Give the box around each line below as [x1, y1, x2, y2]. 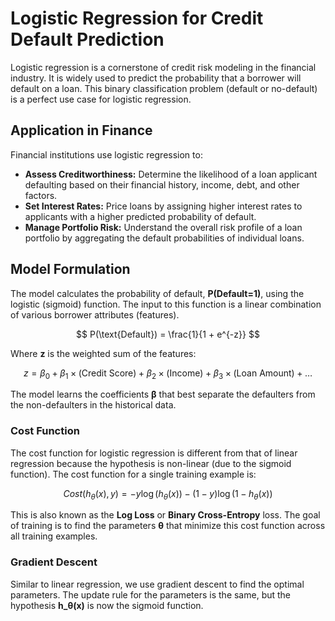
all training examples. [10, 530, 98, 542]
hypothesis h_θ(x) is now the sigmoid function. [10, 599, 204, 611]
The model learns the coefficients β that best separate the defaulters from [10, 388, 316, 401]
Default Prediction [10, 28, 165, 51]
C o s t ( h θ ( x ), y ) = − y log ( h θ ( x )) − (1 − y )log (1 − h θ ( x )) [63, 487, 273, 502]
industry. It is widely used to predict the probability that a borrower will [10, 72, 302, 84]
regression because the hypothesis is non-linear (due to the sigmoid [10, 457, 292, 469]
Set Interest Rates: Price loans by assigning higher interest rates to [24, 200, 303, 212]
